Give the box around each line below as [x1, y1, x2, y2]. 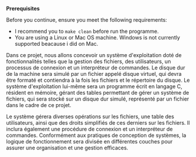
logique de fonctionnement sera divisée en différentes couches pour [6, 138, 173, 145]
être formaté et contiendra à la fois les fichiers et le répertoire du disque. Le [6, 76, 190, 83]
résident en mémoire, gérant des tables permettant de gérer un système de [6, 89, 190, 96]
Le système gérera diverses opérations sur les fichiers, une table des [6, 113, 174, 120]
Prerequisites [6, 5, 40, 12]
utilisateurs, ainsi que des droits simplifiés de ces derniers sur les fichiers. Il [6, 119, 190, 126]
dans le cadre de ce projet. [6, 102, 72, 108]
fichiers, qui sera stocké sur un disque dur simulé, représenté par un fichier [6, 95, 190, 102]
